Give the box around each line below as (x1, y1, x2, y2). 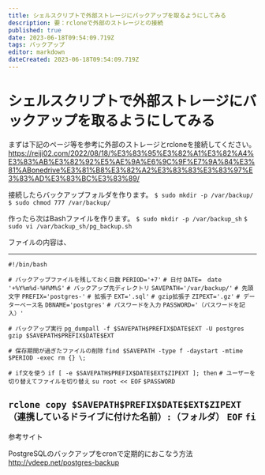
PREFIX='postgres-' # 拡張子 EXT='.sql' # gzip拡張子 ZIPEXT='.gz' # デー (21, 292, 256, 300)
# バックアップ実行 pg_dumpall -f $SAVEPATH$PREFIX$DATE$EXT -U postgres (8, 325, 244, 333)
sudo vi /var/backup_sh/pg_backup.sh (8, 222, 132, 230)
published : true (8, 26, 62, 34)
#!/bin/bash (8, 260, 47, 269)
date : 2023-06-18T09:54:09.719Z (8, 33, 114, 42)
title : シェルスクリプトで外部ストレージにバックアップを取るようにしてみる (8, 11, 226, 20)
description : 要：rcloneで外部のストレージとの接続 (8, 19, 164, 27)
